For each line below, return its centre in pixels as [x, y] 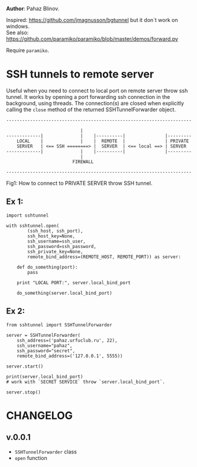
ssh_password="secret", [46, 351]
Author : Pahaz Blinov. [33, 9]
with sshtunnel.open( [33, 226]
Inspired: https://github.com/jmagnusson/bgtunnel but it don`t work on [92, 20]
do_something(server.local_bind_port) [64, 293]
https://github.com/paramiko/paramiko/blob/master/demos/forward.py [92, 39]
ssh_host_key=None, [51, 236]
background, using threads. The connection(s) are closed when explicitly [95, 103]
